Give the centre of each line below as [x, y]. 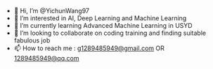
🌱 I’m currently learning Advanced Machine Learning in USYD [103, 25]
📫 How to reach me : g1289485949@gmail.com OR [89, 48]
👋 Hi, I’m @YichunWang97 [52, 11]
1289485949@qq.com [46, 58]
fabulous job [32, 40]
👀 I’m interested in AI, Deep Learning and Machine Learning [100, 18]
